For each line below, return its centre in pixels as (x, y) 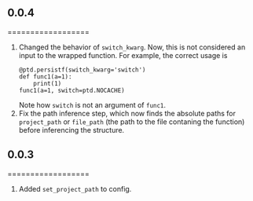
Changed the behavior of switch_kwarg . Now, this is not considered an (132, 47)
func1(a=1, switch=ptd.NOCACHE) (71, 90)
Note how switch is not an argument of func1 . (92, 104)
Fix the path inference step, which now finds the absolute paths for (127, 113)
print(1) (48, 83)
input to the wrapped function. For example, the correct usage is (123, 55)
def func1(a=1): (45, 77)
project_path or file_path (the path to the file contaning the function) (132, 122)
